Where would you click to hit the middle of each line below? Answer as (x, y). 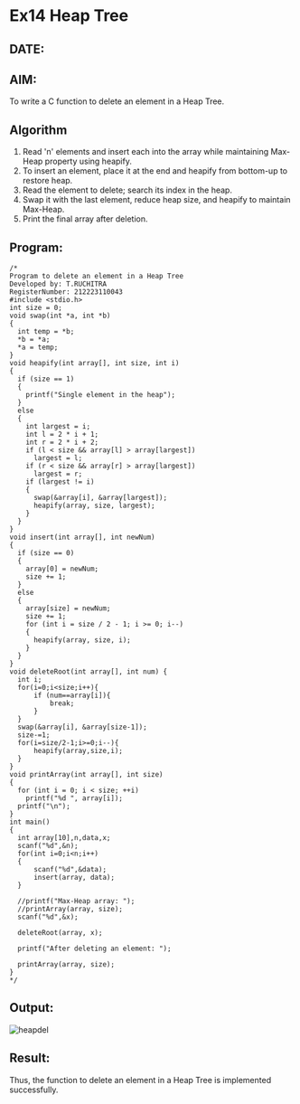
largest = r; (58, 474)
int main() (30, 822)
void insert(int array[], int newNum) (82, 538)
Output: (32, 1008)
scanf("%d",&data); (70, 870)
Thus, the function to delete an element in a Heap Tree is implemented (141, 1080)
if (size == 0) (46, 553)
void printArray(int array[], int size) (87, 775)
